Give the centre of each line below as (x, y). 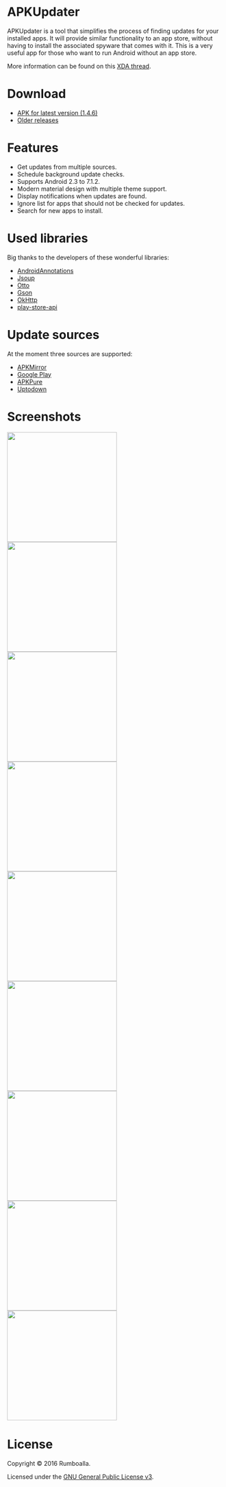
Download (37, 94)
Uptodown (32, 389)
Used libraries (48, 238)
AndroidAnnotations (45, 270)
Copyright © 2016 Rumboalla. (49, 1463)
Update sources (53, 335)
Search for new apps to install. (60, 211)
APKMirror (32, 367)
